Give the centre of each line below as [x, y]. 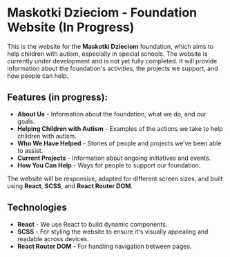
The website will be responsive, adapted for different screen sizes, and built [115, 178]
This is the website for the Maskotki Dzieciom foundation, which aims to [111, 46]
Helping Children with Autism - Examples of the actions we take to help [120, 128]
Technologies [37, 208]
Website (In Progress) [71, 27]
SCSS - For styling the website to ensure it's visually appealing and [113, 232]
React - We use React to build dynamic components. [92, 224]
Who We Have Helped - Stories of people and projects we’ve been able [119, 143]
